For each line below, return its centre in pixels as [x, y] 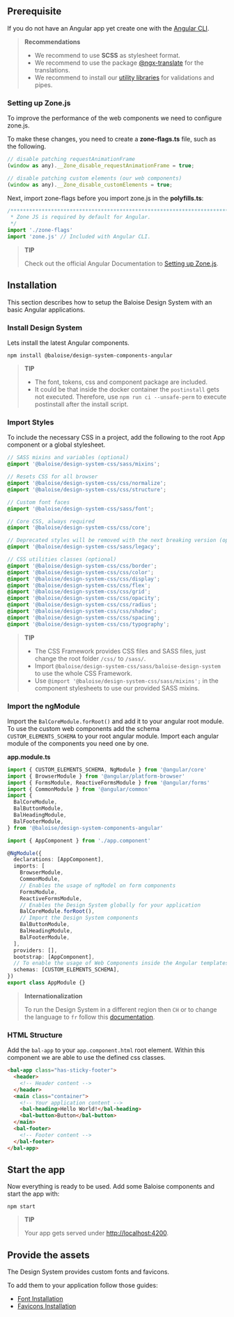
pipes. [44, 85]
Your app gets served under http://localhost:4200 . [96, 1233]
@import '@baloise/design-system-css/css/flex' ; [79, 585]
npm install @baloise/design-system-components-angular [90, 356]
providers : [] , [36, 950]
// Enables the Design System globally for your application [110, 905]
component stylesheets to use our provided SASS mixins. [117, 688]
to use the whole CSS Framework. [83, 673]
